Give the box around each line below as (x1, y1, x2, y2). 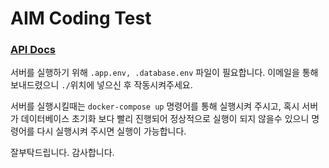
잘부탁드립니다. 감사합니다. (10, 147, 115, 159)
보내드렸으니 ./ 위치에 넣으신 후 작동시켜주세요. (10, 79, 193, 91)
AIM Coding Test (10, 7, 152, 30)
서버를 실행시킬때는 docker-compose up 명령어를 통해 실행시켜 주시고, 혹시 (10, 100, 300, 112)
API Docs (10, 43, 56, 57)
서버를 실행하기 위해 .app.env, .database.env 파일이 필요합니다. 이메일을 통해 (10, 67, 319, 79)
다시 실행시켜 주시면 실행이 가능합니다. (36, 125, 187, 137)
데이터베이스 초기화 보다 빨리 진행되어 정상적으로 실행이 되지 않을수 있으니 (20, 113, 310, 125)
